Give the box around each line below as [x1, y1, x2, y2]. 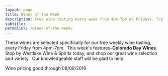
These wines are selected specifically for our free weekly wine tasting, [5, 39, 152, 45]
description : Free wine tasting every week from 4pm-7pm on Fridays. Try [5, 16, 163, 21]
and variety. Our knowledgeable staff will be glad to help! [5, 55, 125, 61]
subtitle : [5, 21, 26, 26]
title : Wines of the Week [5, 12, 59, 17]
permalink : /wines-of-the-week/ [5, 26, 73, 31]
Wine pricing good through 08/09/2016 [5, 65, 87, 71]
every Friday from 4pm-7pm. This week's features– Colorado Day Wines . [5, 45, 157, 51]
